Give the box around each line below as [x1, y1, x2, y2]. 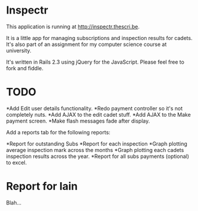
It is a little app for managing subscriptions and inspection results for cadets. [6, 34, 193, 41]
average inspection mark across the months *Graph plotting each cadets [6, 146, 184, 153]
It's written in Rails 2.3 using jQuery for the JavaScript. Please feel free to [6, 58, 184, 65]
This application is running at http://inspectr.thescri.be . [6, 23, 140, 30]
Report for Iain [6, 180, 78, 193]
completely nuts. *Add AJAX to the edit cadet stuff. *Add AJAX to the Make [6, 111, 191, 118]
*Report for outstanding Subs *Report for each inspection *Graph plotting [6, 140, 187, 147]
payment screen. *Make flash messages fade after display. [6, 117, 150, 124]
